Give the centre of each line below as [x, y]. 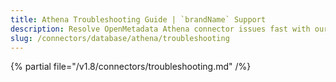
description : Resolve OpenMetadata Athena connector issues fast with [160, 29]
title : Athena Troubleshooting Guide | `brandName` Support [138, 19]
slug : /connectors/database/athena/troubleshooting [120, 38]
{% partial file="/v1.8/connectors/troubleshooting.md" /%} [131, 67]
